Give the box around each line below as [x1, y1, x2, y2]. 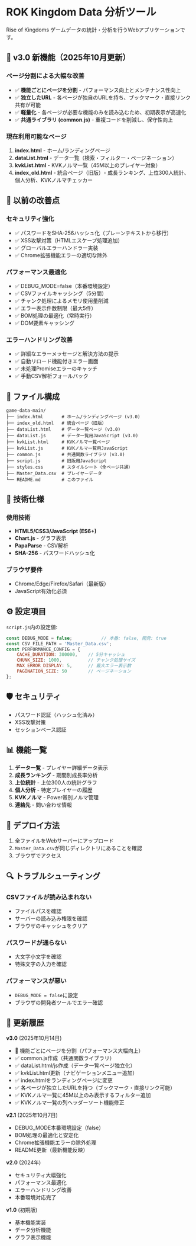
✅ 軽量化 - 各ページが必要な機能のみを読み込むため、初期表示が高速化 [14, 108, 187, 116]
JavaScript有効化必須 [14, 588, 67, 594]
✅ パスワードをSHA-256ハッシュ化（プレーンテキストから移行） [14, 229, 172, 236]
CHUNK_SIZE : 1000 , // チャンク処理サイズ [17, 657, 136, 664]
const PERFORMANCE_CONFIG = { [6, 646, 81, 652]
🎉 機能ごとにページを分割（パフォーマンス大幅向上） [14, 1047, 144, 1055]
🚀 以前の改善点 [6, 196, 60, 206]
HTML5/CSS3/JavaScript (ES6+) [14, 527, 97, 534]
